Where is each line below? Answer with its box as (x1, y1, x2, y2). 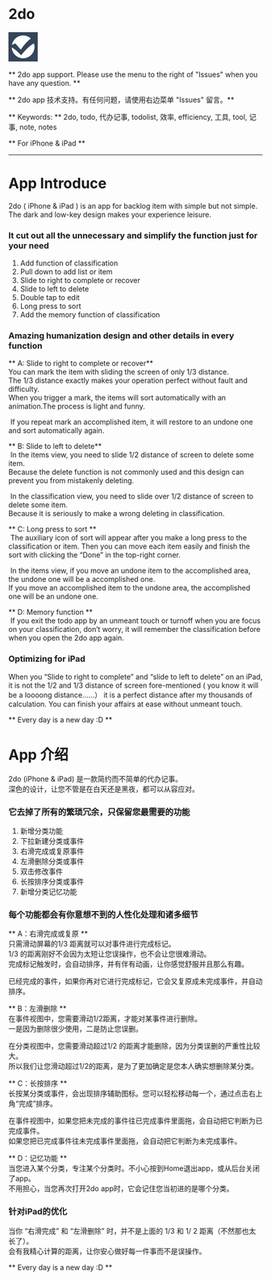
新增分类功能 (19, 826, 63, 836)
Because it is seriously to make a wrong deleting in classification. (8, 509, 225, 519)
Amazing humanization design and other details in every (8, 330, 235, 341)
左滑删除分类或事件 (19, 857, 85, 866)
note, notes (19, 122, 57, 132)
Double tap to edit (19, 293, 81, 303)
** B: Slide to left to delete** (8, 442, 102, 451)
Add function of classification (19, 258, 119, 268)
